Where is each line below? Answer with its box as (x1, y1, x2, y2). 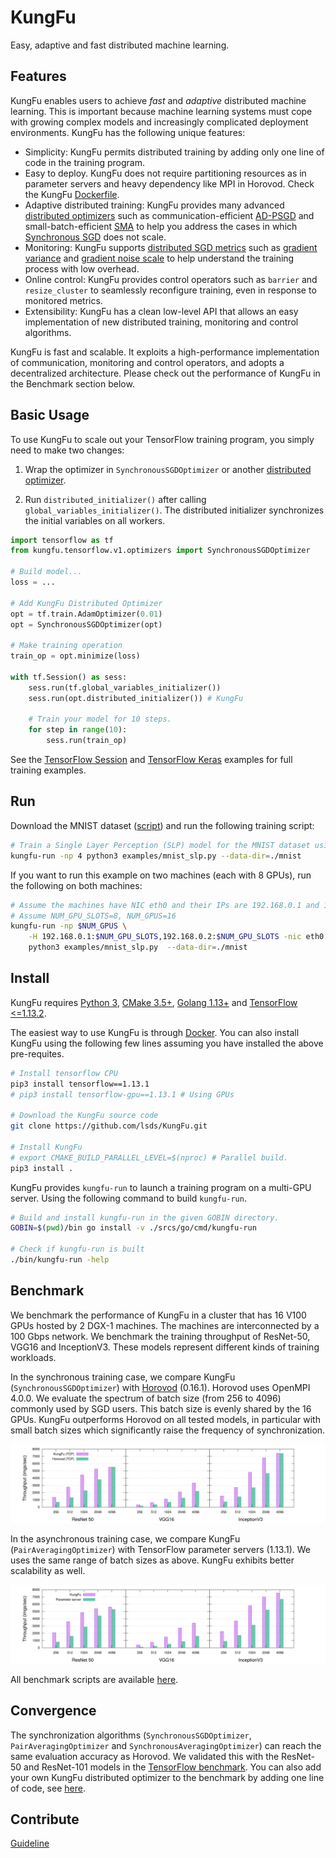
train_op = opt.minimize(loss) (10, 651, 141, 661)
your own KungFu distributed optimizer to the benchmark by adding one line (10, 1771, 325, 1783)
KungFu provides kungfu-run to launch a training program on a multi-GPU (10, 1181, 312, 1193)
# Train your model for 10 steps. (28, 714, 172, 725)
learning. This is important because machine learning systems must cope (10, 105, 313, 117)
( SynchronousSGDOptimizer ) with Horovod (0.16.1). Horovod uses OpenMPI (10, 1381, 311, 1393)
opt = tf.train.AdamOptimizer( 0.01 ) (10, 609, 163, 619)
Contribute (10, 1811, 80, 1828)
